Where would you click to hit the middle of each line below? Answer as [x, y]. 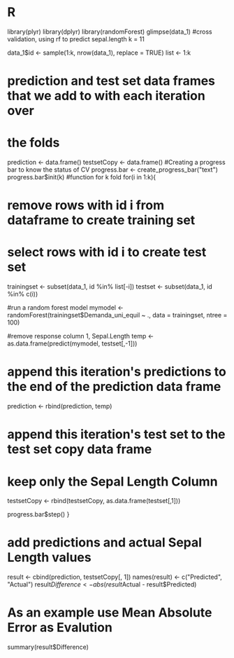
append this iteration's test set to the [116, 434]
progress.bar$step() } [38, 514]
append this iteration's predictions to [117, 372]
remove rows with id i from [86, 206]
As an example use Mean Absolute [110, 613]
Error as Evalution [60, 628]
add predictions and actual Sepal [105, 543]
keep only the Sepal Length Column [112, 481]
